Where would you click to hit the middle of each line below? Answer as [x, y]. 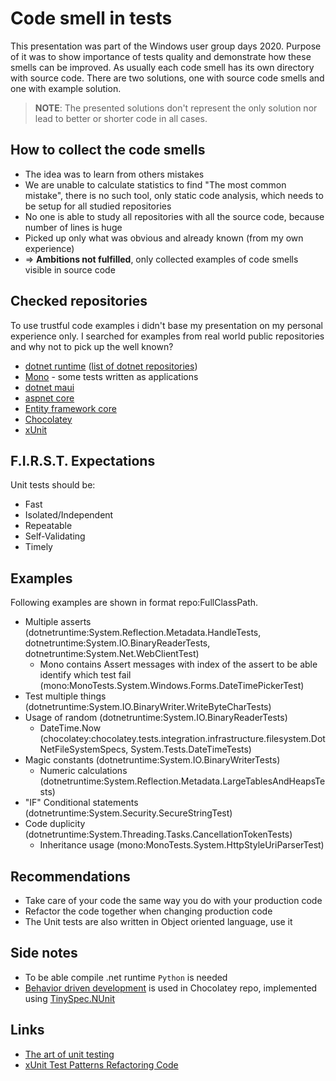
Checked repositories [79, 301]
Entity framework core [70, 408]
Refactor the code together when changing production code [148, 911]
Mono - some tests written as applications [111, 376]
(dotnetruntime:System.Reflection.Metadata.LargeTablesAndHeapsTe [182, 781]
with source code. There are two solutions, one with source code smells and [167, 78]
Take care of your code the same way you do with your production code [173, 900]
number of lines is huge [73, 227]
